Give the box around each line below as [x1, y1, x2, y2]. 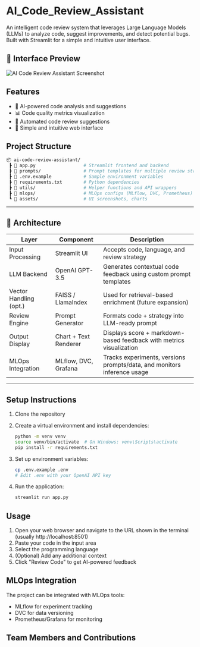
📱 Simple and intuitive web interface [14, 124, 104, 131]
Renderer [55, 340, 82, 348]
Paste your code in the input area [14, 539, 96, 547]
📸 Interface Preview [6, 54, 80, 64]
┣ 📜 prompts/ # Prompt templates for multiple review [8, 168, 185, 174]
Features [6, 87, 40, 97]
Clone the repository [14, 410, 65, 417]
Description [130, 235, 164, 244]
